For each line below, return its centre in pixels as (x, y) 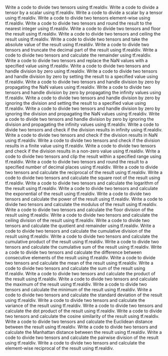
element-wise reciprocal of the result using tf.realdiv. (59, 348)
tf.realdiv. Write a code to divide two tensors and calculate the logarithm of (82, 183)
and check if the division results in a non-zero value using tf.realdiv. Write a (83, 151)
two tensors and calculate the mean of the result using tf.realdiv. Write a (79, 263)
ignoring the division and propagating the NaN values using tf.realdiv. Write (82, 114)
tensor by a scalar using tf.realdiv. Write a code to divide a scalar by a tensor (84, 13)
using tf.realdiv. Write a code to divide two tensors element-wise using (78, 18)
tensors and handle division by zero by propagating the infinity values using (83, 93)
